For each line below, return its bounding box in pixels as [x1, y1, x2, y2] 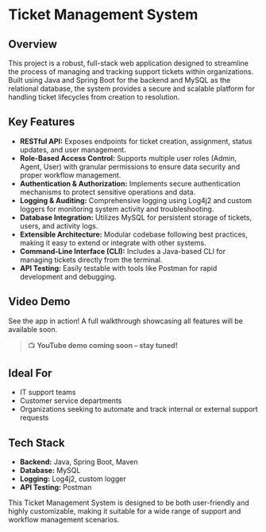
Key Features [8, 115, 75, 129]
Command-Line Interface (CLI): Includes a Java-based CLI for [19, 246, 226, 256]
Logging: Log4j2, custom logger [19, 474, 126, 483]
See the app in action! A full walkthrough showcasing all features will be [8, 316, 244, 326]
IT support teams [19, 388, 77, 397]
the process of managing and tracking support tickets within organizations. [8, 67, 254, 76]
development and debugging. [19, 272, 117, 281]
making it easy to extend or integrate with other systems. [19, 237, 206, 248]
